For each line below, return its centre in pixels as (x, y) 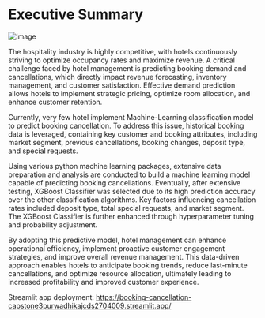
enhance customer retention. (55, 102)
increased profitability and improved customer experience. (104, 282)
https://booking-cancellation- (144, 297)
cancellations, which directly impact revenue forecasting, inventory (117, 77)
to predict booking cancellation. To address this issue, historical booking (126, 125)
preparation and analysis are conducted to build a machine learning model (129, 174)
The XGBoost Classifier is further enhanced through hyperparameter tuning (131, 216)
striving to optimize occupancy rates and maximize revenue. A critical (122, 60)
